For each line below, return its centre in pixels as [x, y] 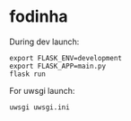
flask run [28, 74]
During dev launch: [44, 42]
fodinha [39, 17]
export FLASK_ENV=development [66, 58]
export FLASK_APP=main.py [57, 66]
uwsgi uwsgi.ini [39, 107]
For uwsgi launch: [42, 90]
